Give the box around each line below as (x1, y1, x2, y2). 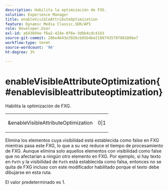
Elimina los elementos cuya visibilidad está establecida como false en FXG (5, 137, 159, 144)
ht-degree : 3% (5, 49, 35, 54)
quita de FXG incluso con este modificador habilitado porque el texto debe (5, 164, 159, 170)
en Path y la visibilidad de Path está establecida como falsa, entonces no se (5, 159, 162, 165)
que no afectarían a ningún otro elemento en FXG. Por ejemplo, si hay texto (5, 153, 161, 159)
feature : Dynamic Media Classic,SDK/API (5, 21, 92, 27)
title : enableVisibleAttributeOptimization (5, 17, 98, 22)
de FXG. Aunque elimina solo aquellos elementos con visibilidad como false (5, 148, 162, 154)
